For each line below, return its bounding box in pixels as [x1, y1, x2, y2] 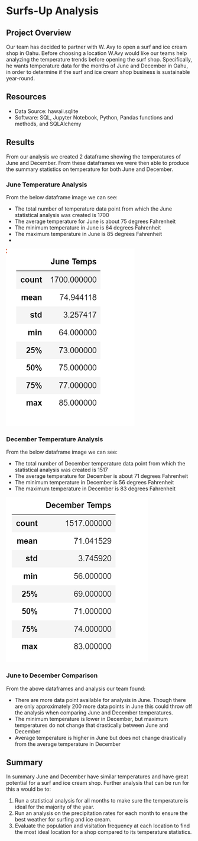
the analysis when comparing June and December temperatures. [14, 709, 173, 716]
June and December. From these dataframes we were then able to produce [6, 159, 189, 166]
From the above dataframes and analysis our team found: [6, 685, 146, 692]
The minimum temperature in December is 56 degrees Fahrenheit [14, 479, 174, 486]
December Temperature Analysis [6, 435, 103, 443]
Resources [6, 92, 47, 102]
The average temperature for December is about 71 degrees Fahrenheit [14, 473, 189, 480]
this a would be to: [6, 785, 51, 793]
